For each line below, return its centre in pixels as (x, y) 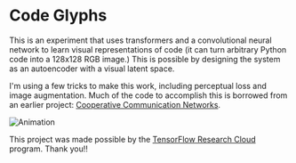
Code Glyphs (58, 16)
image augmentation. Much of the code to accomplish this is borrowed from (148, 95)
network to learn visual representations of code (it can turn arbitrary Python (148, 49)
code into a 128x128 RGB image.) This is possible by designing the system (145, 59)
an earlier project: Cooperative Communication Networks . (115, 104)
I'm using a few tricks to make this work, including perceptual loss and (138, 86)
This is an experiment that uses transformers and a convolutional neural (141, 40)
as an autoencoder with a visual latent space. (92, 69)
